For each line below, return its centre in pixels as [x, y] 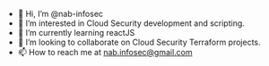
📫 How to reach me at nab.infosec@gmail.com [105, 52]
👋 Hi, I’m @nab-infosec [61, 14]
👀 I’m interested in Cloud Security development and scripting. [131, 23]
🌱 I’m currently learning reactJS [76, 33]
